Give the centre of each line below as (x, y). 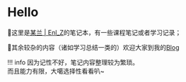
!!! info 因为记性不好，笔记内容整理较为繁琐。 (73, 62)
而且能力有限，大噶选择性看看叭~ (56, 71)
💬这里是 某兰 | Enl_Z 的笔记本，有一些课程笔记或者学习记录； (94, 32)
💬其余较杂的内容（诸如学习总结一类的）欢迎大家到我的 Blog (93, 47)
